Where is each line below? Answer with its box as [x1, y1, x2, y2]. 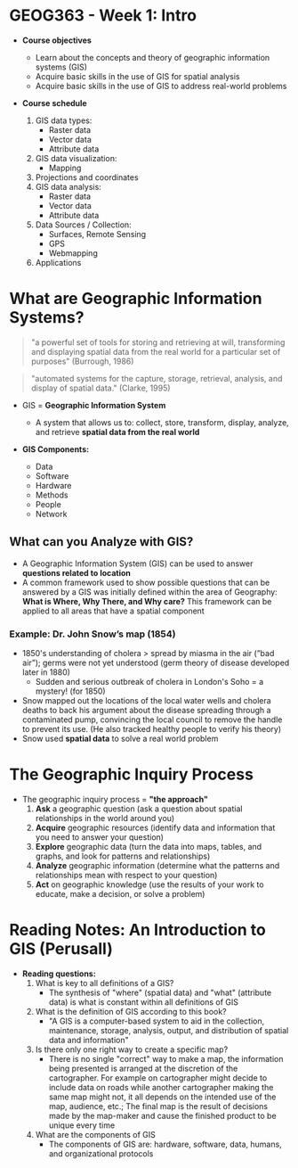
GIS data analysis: [35, 181, 102, 192]
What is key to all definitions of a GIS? [35, 977, 174, 988]
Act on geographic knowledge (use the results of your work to [35, 879, 264, 890]
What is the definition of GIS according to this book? [35, 1006, 227, 1016]
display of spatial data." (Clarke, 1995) [30, 382, 171, 393]
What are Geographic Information [9, 289, 262, 308]
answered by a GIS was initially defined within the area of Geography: [21, 586, 278, 597]
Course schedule [21, 97, 87, 108]
